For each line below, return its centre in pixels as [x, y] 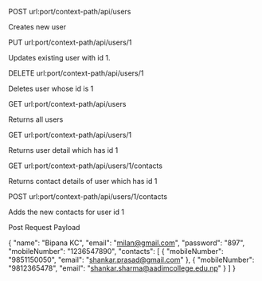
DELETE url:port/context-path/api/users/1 [76, 73]
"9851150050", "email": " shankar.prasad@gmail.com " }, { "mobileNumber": [131, 260]
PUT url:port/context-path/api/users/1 [70, 42]
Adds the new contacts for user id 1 [66, 212]
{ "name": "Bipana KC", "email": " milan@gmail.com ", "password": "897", [127, 243]
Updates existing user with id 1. [59, 58]
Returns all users [36, 119]
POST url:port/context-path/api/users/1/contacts [88, 197]
